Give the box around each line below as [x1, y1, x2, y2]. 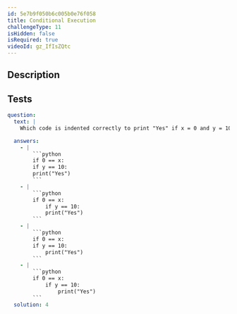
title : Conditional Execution [7, 17, 97, 24]
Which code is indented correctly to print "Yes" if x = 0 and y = [20, 125, 222, 132]
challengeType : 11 [7, 23, 61, 30]
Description [7, 69, 60, 81]
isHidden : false [7, 30, 55, 37]
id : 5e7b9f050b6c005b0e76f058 [7, 10, 97, 18]
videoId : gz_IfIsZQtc [7, 43, 71, 50]
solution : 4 [13, 301, 49, 308]
